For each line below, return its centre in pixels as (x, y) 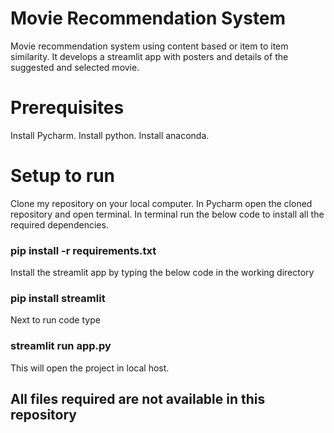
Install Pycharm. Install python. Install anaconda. (110, 135)
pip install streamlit (58, 299)
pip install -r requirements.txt (83, 250)
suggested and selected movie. (75, 67)
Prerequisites (67, 108)
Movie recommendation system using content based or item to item (149, 46)
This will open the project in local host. (90, 368)
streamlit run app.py (61, 346)
